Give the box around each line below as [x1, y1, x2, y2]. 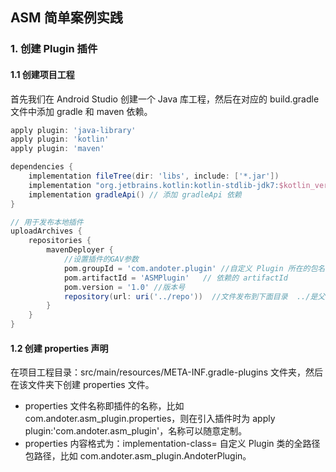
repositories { [28, 236, 92, 246]
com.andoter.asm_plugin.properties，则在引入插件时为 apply [24, 413, 276, 425]
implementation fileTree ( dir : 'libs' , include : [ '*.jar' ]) [28, 171, 280, 182]
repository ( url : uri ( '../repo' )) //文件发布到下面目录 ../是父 [63, 291, 326, 302]
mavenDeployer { [46, 245, 114, 255]
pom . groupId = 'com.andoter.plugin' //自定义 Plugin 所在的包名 [63, 263, 326, 273]
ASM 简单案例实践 [10, 9, 123, 27]
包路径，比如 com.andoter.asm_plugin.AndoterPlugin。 [24, 450, 252, 462]
